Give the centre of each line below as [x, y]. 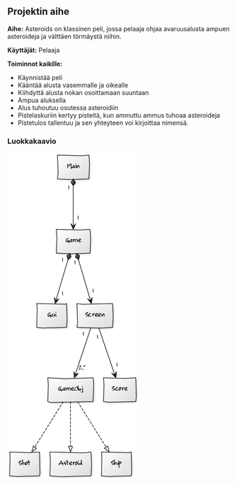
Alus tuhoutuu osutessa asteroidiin [68, 107]
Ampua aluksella [41, 100]
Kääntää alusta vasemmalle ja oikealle [73, 85]
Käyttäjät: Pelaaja [34, 50]
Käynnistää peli [40, 77]
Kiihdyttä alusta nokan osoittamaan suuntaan [83, 92]
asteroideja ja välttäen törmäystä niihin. [64, 36]
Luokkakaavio [32, 141]
